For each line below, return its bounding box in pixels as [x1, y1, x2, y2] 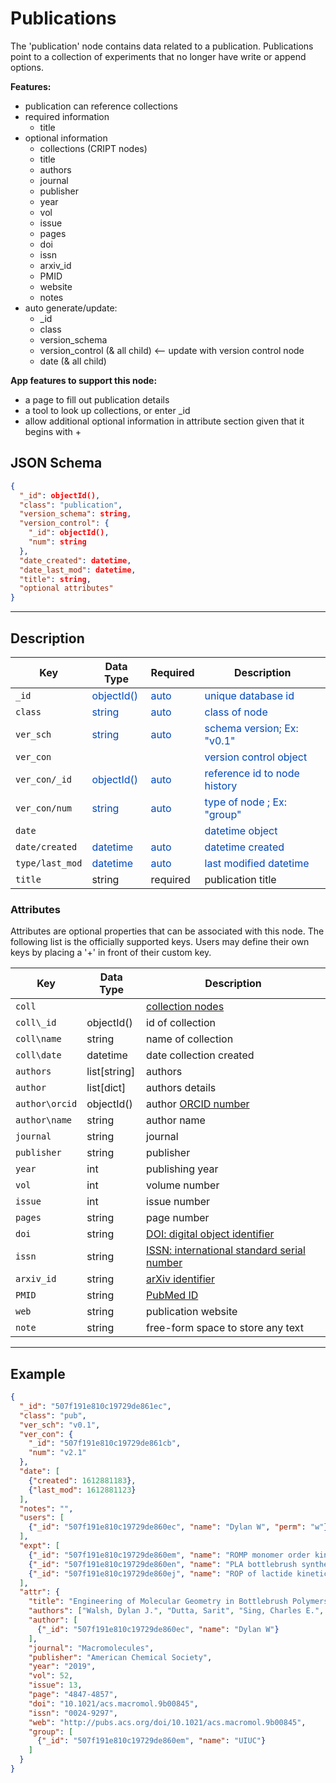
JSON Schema [10, 455, 103, 472]
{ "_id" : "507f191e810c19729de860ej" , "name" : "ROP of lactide [28, 1568, 293, 1579]
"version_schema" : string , [19, 509, 132, 519]
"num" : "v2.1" [28, 1448, 87, 1458]
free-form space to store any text [146, 1321, 304, 1335]
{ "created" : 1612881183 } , [28, 1475, 137, 1486]
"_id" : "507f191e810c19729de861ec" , [19, 1401, 172, 1411]
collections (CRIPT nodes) [39, 142, 148, 154]
